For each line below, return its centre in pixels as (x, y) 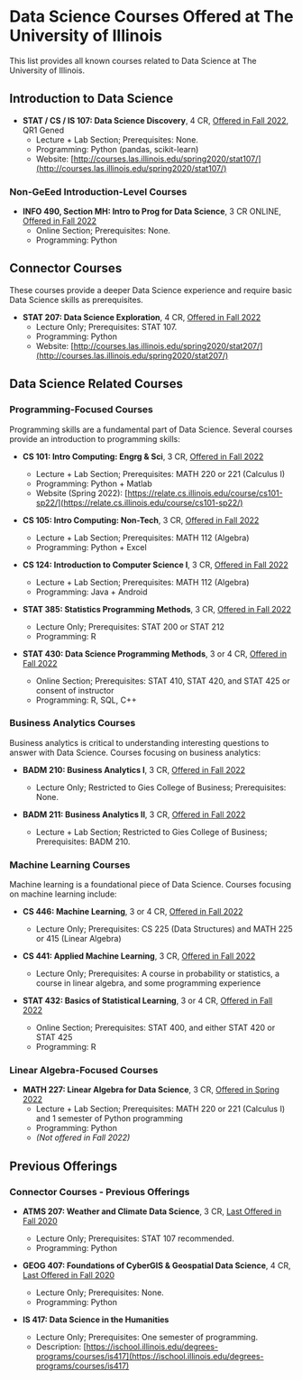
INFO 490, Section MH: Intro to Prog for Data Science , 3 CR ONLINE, (151, 212)
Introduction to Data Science (92, 99)
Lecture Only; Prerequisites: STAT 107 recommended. (135, 1238)
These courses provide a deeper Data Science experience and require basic (151, 290)
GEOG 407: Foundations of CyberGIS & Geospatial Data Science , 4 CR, (156, 1265)
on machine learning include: (63, 894)
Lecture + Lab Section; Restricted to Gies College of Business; (151, 832)
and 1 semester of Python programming (109, 1118)
